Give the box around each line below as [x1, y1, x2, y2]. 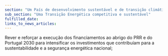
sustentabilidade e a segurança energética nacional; [5, 45, 113, 51]
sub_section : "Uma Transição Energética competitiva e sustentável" [5, 12, 151, 17]
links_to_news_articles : [5, 21, 57, 26]
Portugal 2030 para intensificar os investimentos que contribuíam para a [5, 40, 154, 46]
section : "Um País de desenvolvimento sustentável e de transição [5, 7, 146, 12]
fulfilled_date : [5, 16, 39, 21]
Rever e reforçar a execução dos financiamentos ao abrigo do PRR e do [5, 35, 152, 41]
